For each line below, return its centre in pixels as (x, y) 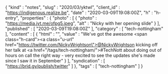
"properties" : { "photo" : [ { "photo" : (58, 18)
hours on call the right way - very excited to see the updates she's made (80, 55)
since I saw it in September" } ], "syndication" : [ (55, 61)
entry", (12, 18)
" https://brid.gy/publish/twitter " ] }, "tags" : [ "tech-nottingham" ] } (74, 66)
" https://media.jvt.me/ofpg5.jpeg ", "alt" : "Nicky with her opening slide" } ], (83, 23)
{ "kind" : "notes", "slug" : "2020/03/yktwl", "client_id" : (63, 7)
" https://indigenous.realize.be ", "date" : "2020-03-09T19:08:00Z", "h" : (79, 13)
